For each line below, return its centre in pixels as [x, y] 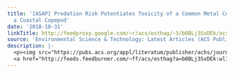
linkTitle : [23, 33]
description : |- [31, 46]
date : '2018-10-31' [36, 26]
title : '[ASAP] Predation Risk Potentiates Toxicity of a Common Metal [113, 14]
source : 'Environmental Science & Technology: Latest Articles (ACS [109, 40]
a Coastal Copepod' [42, 20]
